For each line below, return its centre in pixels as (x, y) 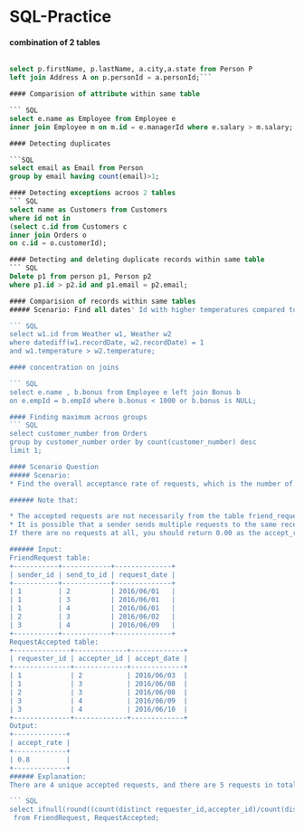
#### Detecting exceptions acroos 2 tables (93, 193)
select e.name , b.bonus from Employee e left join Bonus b (125, 392)
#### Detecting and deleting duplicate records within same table (137, 260)
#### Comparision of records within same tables (103, 301)
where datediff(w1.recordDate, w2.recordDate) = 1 (107, 343)
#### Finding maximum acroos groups (78, 417)
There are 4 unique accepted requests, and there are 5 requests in (141, 785)
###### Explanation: (48, 776)
